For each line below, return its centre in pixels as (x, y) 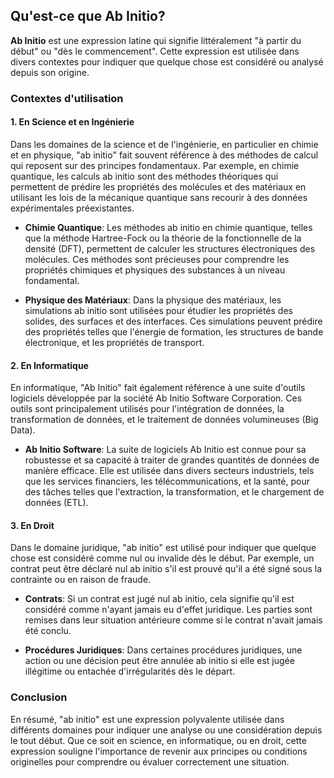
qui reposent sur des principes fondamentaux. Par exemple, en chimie (155, 165)
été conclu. (48, 631)
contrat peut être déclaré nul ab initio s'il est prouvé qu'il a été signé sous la (166, 569)
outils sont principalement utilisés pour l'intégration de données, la (147, 409)
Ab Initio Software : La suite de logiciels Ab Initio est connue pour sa (165, 450)
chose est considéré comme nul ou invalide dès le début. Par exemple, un (162, 558)
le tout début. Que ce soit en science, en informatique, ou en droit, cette (158, 740)
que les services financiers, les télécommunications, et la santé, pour (167, 481)
